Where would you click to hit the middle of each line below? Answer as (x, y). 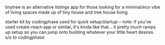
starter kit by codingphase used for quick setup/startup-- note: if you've (78, 22)
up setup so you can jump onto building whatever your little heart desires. (80, 32)
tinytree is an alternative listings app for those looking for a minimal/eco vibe (83, 7)
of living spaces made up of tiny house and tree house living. (67, 12)
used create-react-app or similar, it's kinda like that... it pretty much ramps (81, 27)
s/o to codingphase (25, 37)
